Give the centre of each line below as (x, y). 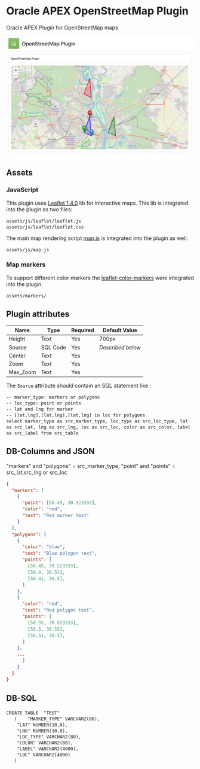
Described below (120, 347)
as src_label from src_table (42, 433)
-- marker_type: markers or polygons (53, 397)
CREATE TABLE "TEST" (33, 713)
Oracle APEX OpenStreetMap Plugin (98, 11)
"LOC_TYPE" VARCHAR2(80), (49, 737)
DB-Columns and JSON (50, 452)
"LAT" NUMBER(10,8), (42, 725)
